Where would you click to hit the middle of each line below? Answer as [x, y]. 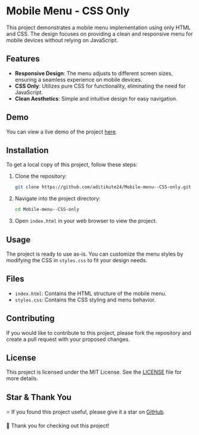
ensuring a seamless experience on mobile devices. [78, 79]
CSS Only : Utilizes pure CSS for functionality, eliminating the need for [100, 86]
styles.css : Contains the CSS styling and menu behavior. [85, 300]
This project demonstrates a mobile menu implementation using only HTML [98, 27]
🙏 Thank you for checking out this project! [58, 426]
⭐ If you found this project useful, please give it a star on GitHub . [85, 412]
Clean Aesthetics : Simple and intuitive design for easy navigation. [96, 98]
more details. [22, 378]
